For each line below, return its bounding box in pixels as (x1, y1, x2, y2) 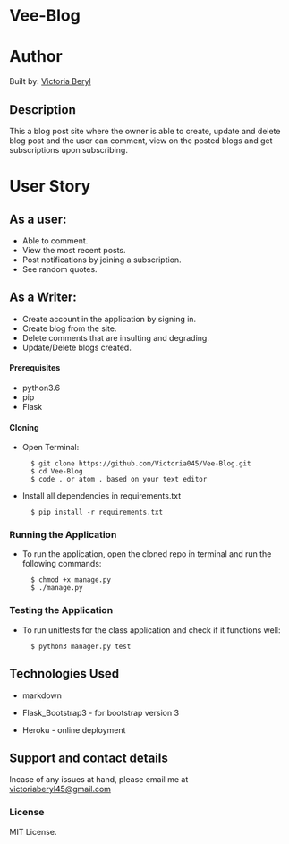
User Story (9, 176, 91, 197)
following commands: (21, 558, 102, 569)
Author (9, 47, 63, 67)
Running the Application (9, 529, 117, 541)
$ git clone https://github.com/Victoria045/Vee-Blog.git (30, 459, 251, 468)
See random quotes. (21, 263, 98, 274)
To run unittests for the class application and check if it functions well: (21, 624, 281, 635)
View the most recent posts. (21, 244, 127, 255)
